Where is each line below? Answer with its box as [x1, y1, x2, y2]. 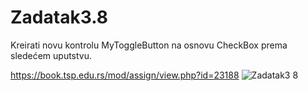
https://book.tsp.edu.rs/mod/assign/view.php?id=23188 [10, 69, 240, 81]
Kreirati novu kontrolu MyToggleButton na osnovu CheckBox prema [10, 39, 288, 51]
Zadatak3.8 [10, 6, 108, 29]
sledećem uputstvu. [10, 49, 93, 61]
